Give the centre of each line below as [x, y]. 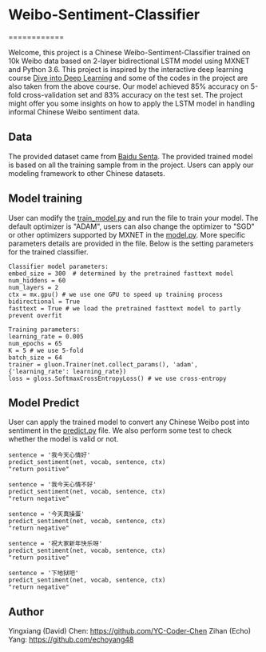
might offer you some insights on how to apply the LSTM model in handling [132, 103]
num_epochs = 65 [35, 343]
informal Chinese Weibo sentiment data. [74, 112]
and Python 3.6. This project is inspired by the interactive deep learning [126, 69]
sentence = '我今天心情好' [50, 455]
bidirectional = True [44, 302]
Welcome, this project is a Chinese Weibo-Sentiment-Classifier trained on [129, 52]
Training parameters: [44, 330]
